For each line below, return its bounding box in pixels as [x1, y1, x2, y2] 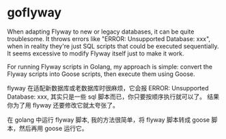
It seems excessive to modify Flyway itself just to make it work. [7, 49, 184, 58]
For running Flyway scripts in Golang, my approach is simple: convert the [7, 62, 213, 71]
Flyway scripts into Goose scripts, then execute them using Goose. [7, 70, 196, 78]
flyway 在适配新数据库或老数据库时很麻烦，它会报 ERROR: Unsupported [7, 84, 210, 92]
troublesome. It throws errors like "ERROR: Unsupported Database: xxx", [7, 34, 210, 42]
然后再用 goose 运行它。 [18, 124, 88, 132]
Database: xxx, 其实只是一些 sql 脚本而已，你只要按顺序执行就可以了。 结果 [7, 92, 220, 101]
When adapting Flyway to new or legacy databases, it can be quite [7, 27, 195, 36]
